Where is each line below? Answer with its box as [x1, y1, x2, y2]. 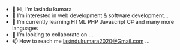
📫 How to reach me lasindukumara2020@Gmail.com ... [11, 37, 150, 45]
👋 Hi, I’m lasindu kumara [11, 6, 72, 12]
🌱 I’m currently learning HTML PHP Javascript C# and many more [11, 18, 175, 25]
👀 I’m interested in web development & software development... [11, 12, 169, 19]
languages [11, 24, 38, 32]
